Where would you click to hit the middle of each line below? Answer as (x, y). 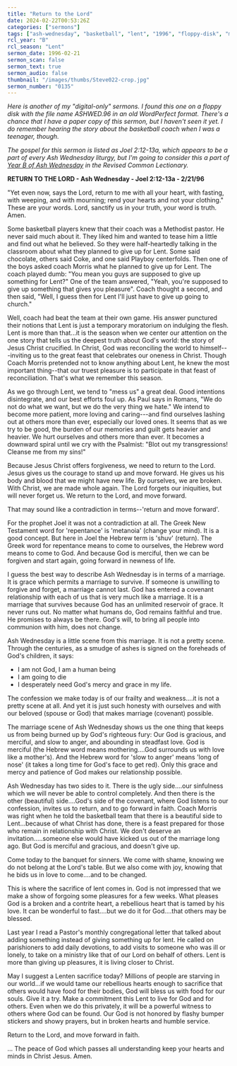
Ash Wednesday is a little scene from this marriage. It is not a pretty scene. (116, 641)
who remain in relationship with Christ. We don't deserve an (94, 831)
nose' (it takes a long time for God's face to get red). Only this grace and (113, 764)
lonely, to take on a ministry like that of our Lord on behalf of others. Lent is (116, 955)
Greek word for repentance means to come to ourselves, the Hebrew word (116, 546)
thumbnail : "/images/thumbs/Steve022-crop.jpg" (79, 80)
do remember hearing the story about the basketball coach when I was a (114, 129)
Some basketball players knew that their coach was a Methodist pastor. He (116, 229)
